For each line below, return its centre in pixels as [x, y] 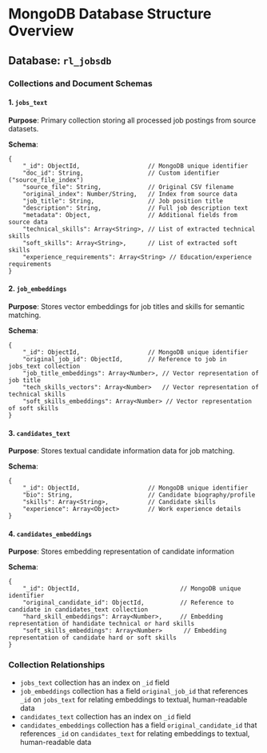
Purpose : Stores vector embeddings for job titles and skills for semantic [127, 306]
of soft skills [34, 408]
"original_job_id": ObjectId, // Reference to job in [125, 359]
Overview [41, 31]
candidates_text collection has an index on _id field [105, 716]
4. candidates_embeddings [50, 534]
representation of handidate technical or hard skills [102, 624]
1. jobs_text [28, 103]
